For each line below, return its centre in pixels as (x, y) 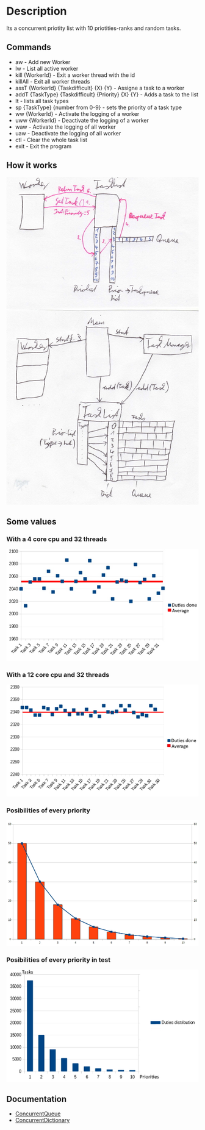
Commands (29, 47)
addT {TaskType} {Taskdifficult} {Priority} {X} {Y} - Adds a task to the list (107, 94)
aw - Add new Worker (43, 62)
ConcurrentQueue (38, 1114)
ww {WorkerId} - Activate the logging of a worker (77, 113)
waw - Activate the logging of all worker (65, 127)
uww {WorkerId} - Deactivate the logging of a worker (82, 120)
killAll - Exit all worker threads (52, 81)
